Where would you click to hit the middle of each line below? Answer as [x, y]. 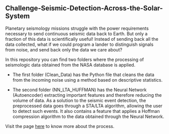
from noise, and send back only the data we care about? [64, 49]
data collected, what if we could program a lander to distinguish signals [79, 44]
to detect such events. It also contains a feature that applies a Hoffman [86, 111]
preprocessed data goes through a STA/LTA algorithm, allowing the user [88, 106]
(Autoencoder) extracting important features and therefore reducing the [87, 95]
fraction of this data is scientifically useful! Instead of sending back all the [82, 39]
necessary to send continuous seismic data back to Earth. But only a [76, 33]
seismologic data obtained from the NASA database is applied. [70, 64]
